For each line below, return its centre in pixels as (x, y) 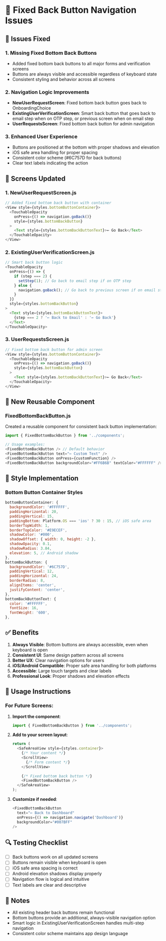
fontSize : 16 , (24, 608)
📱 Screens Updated (35, 178)
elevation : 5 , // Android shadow (44, 553)
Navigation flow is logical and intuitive (51, 879)
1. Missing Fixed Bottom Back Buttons (51, 53)
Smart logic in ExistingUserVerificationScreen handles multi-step (78, 923)
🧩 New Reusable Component (50, 402)
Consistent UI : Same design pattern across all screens (68, 655)
